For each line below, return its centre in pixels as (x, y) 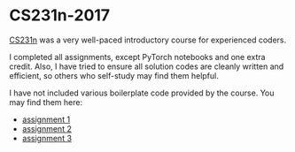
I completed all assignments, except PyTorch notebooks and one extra (137, 57)
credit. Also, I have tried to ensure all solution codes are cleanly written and (147, 66)
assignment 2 (47, 128)
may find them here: (46, 102)
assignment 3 (47, 138)
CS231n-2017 (60, 15)
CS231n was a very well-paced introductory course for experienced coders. (148, 40)
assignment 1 (46, 119)
